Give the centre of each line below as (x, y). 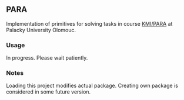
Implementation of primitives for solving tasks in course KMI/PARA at (89, 23)
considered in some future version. (48, 92)
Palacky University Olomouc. (41, 30)
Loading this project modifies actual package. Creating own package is (92, 86)
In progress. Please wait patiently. (47, 58)
